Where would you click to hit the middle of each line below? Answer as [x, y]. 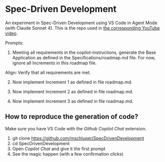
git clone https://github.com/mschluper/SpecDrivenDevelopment [78, 138]
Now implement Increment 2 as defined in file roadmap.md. [73, 91]
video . [12, 33]
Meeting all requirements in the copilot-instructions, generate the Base [84, 52]
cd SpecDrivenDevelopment [41, 143]
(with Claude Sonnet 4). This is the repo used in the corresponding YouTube [82, 28]
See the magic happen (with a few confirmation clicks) [68, 154]
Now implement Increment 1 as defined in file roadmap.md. [72, 82]
